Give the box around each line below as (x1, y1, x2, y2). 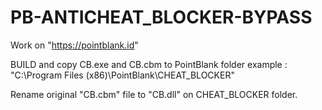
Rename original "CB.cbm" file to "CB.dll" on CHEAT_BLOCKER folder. (10, 88, 298, 100)
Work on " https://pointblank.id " (10, 39, 139, 51)
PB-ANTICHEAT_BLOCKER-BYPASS (10, 6, 313, 29)
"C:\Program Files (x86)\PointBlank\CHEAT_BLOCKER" (10, 69, 235, 81)
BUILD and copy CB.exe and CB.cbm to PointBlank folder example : (10, 58, 288, 70)
